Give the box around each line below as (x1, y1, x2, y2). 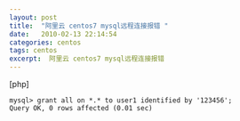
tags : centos (9, 46, 58, 55)
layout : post (9, 12, 58, 22)
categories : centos (9, 37, 82, 47)
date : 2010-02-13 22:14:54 (9, 29, 117, 38)
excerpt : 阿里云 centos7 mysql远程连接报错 (9, 54, 164, 63)
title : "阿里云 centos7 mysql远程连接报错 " (9, 21, 169, 30)
